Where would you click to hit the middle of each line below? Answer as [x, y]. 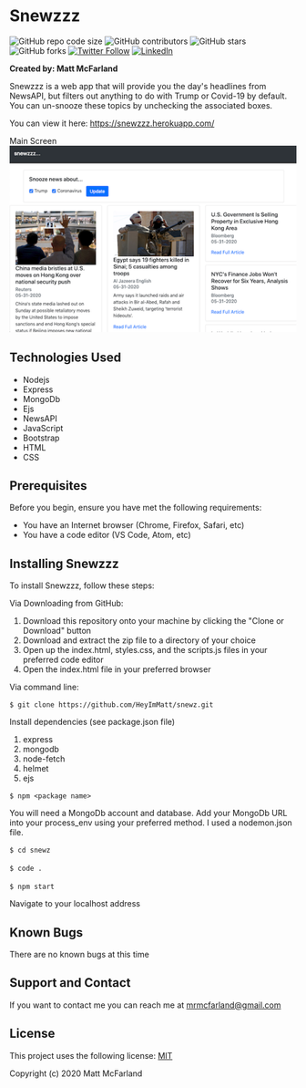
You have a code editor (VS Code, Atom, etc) [107, 535]
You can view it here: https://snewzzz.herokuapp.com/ [112, 123]
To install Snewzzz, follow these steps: [82, 585]
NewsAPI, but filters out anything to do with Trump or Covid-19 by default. [148, 96]
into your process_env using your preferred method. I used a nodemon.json [151, 823]
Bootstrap [41, 438]
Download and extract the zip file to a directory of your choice [139, 640]
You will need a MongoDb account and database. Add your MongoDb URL [148, 813]
